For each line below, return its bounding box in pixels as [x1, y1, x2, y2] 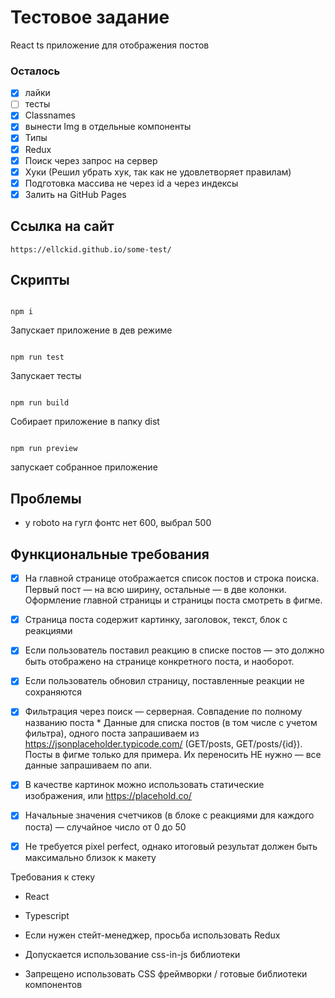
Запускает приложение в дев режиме [10, 324, 173, 336]
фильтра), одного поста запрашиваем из [24, 727, 200, 740]
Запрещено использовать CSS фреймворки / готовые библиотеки [24, 967, 308, 980]
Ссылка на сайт [10, 218, 115, 235]
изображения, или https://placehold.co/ [24, 790, 192, 802]
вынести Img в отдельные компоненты [24, 121, 192, 133]
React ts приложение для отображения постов [10, 39, 210, 51]
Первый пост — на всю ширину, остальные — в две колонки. [24, 584, 287, 596]
